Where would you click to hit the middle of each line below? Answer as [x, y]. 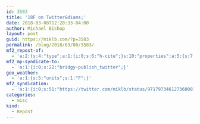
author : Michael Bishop [36, 28]
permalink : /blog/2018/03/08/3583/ [50, 45]
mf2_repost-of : [25, 51]
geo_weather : [22, 73]
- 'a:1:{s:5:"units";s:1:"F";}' [52, 78]
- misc [20, 100]
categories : [21, 95]
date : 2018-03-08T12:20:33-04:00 [48, 23]
